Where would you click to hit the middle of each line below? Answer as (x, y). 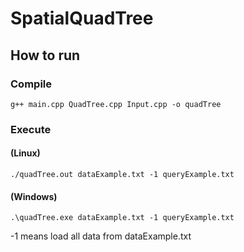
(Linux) (25, 153)
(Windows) (34, 196)
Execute (31, 129)
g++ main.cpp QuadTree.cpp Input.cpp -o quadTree (116, 104)
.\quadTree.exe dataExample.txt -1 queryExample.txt (122, 218)
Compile (31, 84)
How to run (45, 55)
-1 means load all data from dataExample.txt (101, 236)
